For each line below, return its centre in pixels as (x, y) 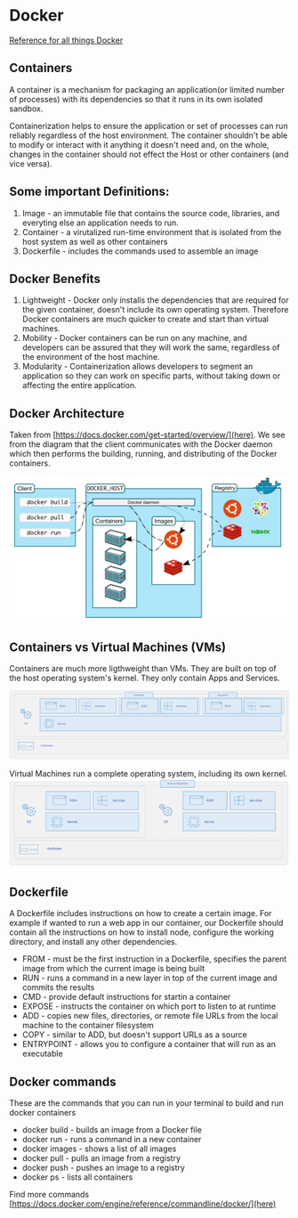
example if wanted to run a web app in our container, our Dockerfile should (146, 923)
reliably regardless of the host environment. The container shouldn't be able (149, 135)
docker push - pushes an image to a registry (103, 1168)
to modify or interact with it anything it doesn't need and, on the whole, (139, 144)
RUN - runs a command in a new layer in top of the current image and (149, 978)
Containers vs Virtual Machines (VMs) (118, 648)
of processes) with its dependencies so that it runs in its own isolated (136, 99)
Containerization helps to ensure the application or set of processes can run (149, 126)
